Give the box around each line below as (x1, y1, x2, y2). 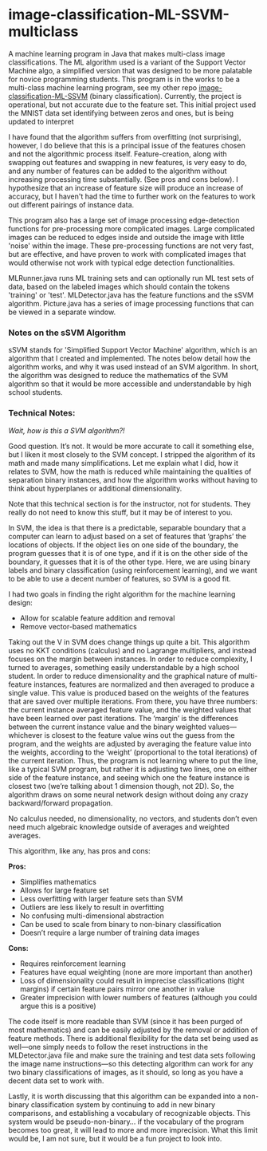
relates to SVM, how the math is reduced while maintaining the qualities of (8, 467, 252, 476)
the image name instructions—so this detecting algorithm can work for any (8, 1058, 253, 1068)
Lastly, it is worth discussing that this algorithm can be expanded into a (8, 1091, 241, 1101)
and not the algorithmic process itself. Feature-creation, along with (8, 149, 227, 159)
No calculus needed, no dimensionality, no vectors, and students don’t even (8, 814, 257, 823)
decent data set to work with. (8, 1075, 104, 1086)
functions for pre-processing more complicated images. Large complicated (8, 223, 255, 233)
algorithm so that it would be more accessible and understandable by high (8, 379, 252, 388)
